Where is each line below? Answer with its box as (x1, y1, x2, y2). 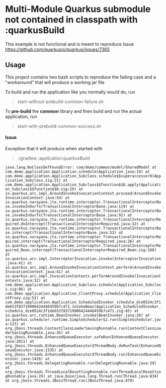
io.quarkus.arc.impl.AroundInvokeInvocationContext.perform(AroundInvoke (5, 265, 162, 270)
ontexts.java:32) (5, 278, 41, 283)
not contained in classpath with (5, 14, 138, 25)
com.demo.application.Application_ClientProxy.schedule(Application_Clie (5, 291, 162, 296)
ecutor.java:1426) (5, 356, 43, 361)
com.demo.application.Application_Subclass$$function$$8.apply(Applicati (5, 182, 162, 187)
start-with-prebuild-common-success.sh (17, 123, 101, 129)
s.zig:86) (5, 287, 26, 291)
